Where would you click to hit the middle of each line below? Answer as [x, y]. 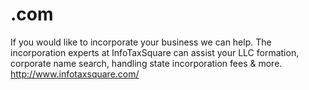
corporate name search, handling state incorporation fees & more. [146, 63]
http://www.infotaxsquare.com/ [75, 74]
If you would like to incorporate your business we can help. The [141, 42]
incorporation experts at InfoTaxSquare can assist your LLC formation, [155, 52]
